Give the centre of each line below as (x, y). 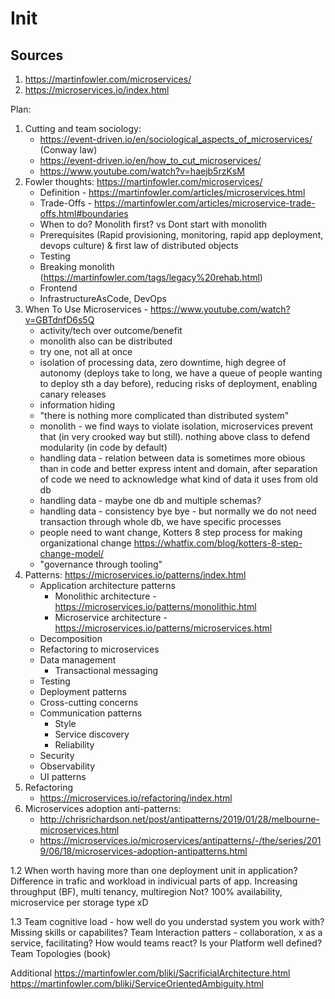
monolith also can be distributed (106, 341)
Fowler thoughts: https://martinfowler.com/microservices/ (143, 181)
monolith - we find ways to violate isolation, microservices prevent (176, 426)
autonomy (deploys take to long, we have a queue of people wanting (181, 373)
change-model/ (72, 553)
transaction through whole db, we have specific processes (160, 521)
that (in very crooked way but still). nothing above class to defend (175, 436)
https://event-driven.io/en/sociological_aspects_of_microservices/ (176, 139)
